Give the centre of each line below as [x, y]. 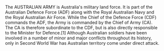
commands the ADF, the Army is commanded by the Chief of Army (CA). [79, 22]
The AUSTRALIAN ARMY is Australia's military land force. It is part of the [79, 7]
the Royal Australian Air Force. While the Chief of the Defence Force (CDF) [81, 17]
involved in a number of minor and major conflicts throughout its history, [79, 38]
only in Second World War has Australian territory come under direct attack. [82, 43]
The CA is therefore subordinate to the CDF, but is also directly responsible [82, 28]
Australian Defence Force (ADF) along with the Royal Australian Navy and [80, 12]
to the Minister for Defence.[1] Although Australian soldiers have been [76, 33]
